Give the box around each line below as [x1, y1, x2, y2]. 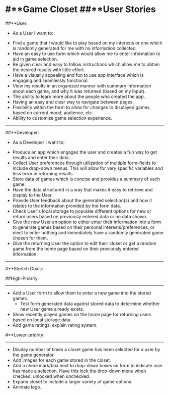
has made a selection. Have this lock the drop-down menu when [12, 368, 146, 374]
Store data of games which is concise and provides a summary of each [12, 176, 160, 182]
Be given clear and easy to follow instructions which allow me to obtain [12, 61, 160, 67]
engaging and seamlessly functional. [12, 77, 89, 83]
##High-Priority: [5, 275, 39, 281]
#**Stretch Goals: [5, 265, 43, 271]
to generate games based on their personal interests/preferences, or [12, 224, 155, 230]
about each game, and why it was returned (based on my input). [12, 88, 146, 94]
